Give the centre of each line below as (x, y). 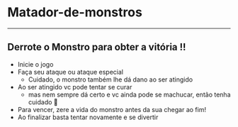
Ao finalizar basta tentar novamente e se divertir (88, 117)
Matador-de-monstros (75, 12)
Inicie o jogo (35, 64)
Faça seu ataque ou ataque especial (70, 72)
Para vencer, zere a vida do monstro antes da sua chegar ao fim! (112, 109)
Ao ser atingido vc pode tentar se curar (75, 87)
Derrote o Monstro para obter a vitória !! (97, 47)
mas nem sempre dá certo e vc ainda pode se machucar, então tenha (129, 94)
